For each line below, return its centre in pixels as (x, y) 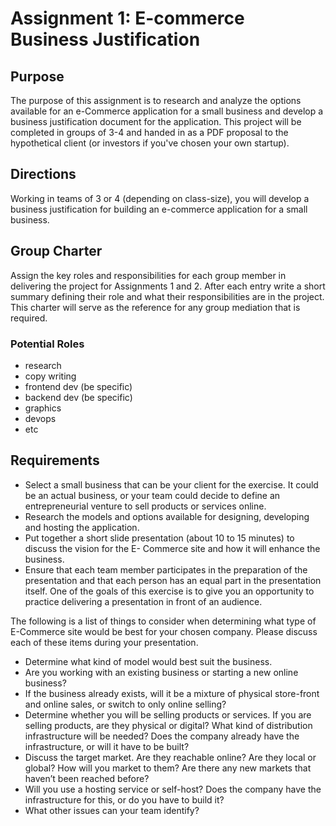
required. (29, 318)
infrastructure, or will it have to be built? (107, 746)
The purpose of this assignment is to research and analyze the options (156, 100)
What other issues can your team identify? (112, 810)
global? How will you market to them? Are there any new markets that (168, 768)
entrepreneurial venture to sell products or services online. (145, 506)
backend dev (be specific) (78, 397)
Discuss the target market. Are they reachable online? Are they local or (170, 757)
